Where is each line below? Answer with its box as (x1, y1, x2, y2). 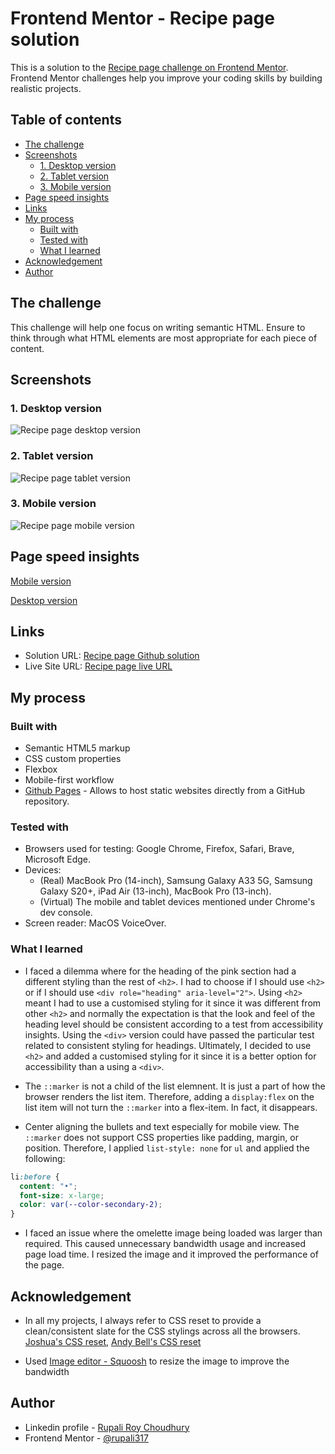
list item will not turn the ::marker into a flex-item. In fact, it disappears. (24, 1101, 318, 1113)
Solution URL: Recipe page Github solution (24, 650, 200, 662)
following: (24, 1152, 66, 1164)
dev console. (39, 907, 93, 919)
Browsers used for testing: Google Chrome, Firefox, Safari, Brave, (24, 843, 295, 855)
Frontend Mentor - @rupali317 (24, 1432, 149, 1444)
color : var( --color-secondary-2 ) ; (19, 1200, 163, 1210)
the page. (24, 1259, 65, 1271)
